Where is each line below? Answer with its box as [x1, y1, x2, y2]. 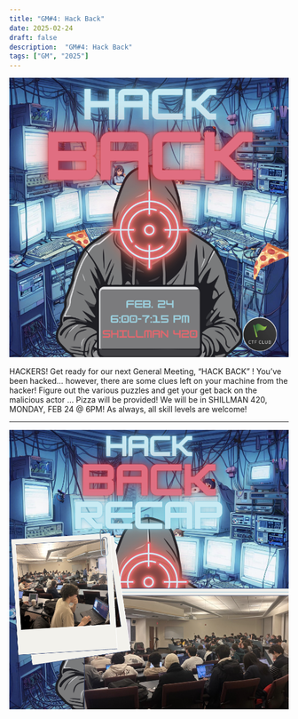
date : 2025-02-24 [9, 23, 74, 33]
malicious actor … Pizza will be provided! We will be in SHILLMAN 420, [9, 394, 268, 404]
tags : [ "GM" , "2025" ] [9, 52, 90, 61]
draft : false [9, 33, 58, 42]
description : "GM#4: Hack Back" [9, 43, 133, 52]
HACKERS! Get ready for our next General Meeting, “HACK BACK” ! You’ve [9, 365, 282, 377]
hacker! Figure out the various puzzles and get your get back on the [9, 385, 257, 395]
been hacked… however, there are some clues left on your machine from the [9, 375, 288, 386]
